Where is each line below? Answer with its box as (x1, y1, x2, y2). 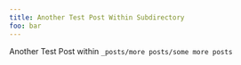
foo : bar (9, 21, 42, 30)
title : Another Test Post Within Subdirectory (9, 12, 185, 22)
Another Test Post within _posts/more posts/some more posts (9, 45, 233, 56)
